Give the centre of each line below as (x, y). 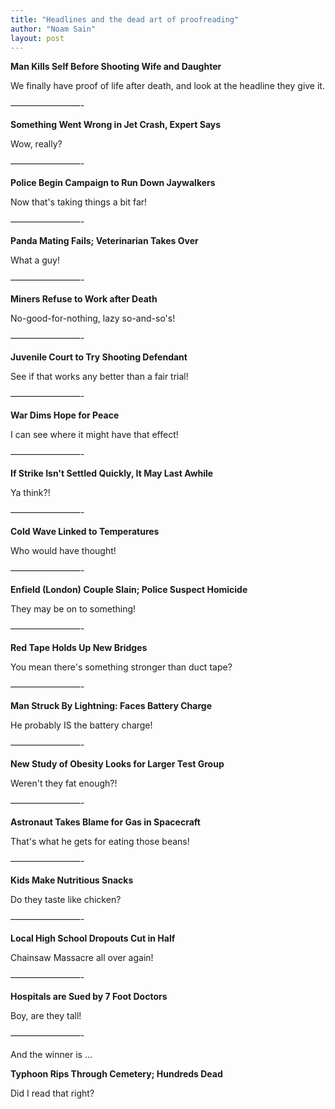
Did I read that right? (52, 1093)
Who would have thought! (63, 551)
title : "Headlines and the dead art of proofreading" (125, 19)
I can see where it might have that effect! (94, 435)
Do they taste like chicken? (66, 900)
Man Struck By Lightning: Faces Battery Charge (111, 706)
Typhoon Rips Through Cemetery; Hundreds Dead (116, 1074)
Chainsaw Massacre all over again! (82, 958)
